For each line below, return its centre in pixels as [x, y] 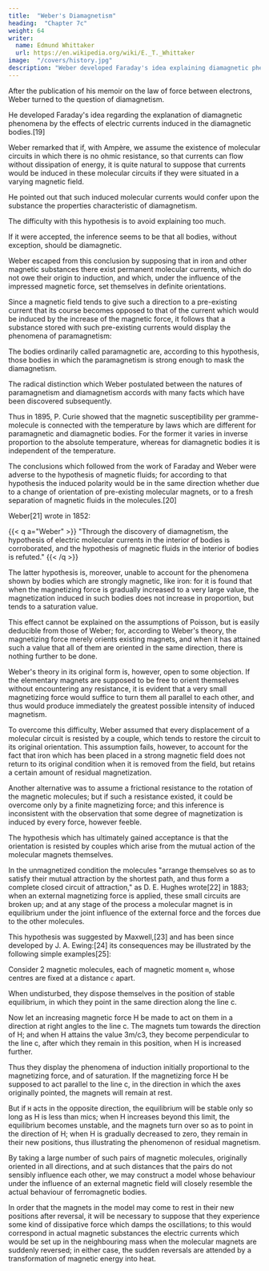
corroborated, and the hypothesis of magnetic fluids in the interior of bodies [134, 548]
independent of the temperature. [62, 451]
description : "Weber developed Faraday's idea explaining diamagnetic [128, 68]
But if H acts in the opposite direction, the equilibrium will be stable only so [131, 1108]
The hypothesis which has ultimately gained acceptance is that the [118, 837]
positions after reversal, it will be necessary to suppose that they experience [134, 1216]
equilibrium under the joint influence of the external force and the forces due [134, 913]
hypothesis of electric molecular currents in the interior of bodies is [119, 540]
